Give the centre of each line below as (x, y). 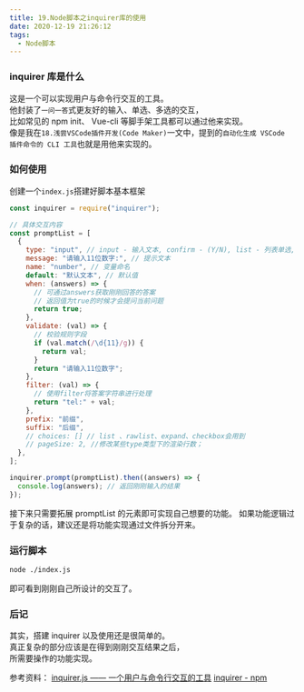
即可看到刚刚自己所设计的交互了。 (73, 588)
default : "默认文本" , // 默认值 (82, 275)
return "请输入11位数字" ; (78, 368)
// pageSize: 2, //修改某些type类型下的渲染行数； (114, 445)
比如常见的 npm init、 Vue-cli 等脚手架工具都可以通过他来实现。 (128, 121)
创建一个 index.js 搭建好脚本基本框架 (78, 191)
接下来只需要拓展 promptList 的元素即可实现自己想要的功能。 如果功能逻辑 (148, 513)
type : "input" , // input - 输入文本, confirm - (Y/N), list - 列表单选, (161, 250)
